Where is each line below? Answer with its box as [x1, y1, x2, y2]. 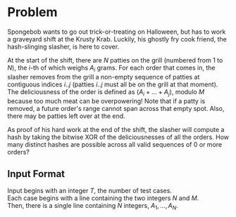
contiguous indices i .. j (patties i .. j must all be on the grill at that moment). [7, 80, 218, 88]
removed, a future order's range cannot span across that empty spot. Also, [7, 104, 225, 112]
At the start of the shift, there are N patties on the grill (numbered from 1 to [7, 55, 223, 64]
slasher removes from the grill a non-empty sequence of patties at [7, 72, 200, 81]
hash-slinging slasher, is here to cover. [7, 42, 120, 51]
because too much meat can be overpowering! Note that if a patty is [7, 96, 206, 105]
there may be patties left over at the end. [7, 112, 125, 120]
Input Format [7, 168, 66, 180]
